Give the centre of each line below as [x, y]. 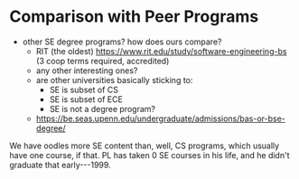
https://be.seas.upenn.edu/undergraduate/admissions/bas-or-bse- [161, 118]
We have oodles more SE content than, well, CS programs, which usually [145, 146]
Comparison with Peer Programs [134, 17]
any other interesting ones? [87, 71]
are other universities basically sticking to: [114, 80]
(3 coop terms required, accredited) [103, 61]
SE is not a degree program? [103, 108]
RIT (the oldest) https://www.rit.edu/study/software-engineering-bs [161, 51]
